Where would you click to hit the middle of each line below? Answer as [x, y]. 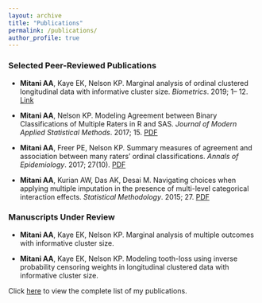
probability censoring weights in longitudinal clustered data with [124, 266]
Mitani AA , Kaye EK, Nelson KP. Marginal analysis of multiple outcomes [137, 235]
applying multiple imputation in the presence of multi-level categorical [134, 188]
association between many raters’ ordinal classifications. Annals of [129, 156]
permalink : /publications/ [53, 30]
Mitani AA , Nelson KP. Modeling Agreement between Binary [118, 115]
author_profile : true [44, 38]
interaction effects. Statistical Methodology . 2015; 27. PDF [115, 196]
